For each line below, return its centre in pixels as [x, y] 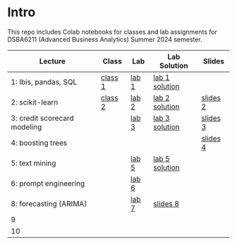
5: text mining [34, 163]
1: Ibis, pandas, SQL [44, 82]
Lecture [52, 61]
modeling [26, 126]
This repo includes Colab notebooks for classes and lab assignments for [112, 32]
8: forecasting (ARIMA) [49, 203]
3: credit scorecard [42, 118]
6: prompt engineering [48, 183]
